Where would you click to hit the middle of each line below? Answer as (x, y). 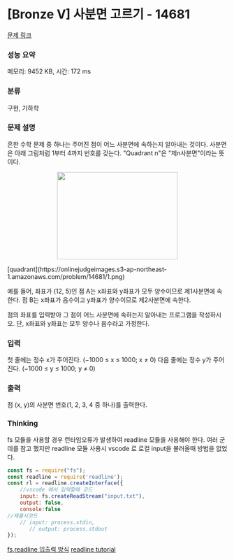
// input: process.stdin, (58, 522)
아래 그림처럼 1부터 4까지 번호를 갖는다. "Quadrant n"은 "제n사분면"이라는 (116, 153)
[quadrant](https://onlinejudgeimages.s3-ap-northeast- (87, 269)
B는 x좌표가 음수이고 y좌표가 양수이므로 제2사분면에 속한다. (110, 300)
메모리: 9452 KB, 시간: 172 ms (49, 71)
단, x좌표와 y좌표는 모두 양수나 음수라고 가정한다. (83, 323)
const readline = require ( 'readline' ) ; (65, 477)
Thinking (23, 424)
